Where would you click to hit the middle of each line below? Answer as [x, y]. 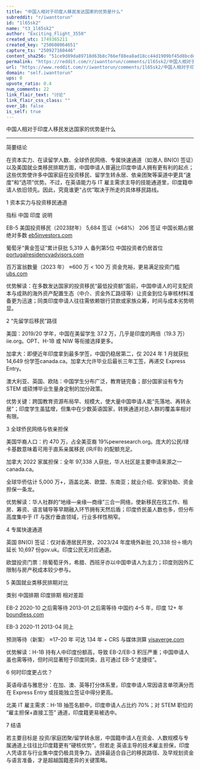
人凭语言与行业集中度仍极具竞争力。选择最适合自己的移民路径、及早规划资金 [100, 753]
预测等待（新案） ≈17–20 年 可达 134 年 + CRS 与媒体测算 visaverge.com [95, 640]
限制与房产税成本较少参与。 [40, 570]
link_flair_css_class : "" [38, 100]
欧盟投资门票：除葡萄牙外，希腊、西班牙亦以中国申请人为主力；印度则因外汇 [100, 562]
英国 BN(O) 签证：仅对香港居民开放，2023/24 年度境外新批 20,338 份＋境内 [99, 542]
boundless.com [25, 615]
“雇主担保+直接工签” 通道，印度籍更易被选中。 [63, 712]
